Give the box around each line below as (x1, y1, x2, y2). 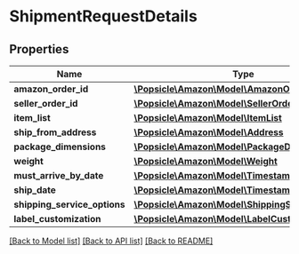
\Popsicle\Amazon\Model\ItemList (133, 112, 282, 123)
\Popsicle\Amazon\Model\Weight (133, 155, 278, 167)
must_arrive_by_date (13, 170, 104, 181)
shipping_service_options (13, 198, 126, 210)
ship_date (13, 184, 56, 196)
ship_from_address (13, 126, 97, 139)
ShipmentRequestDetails (9, 6, 198, 27)
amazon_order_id (13, 83, 89, 95)
